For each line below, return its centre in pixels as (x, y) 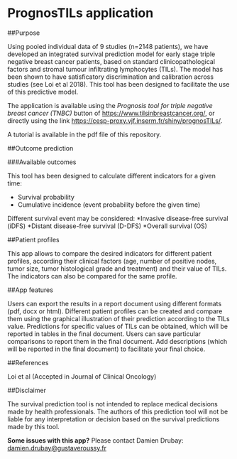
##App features (30, 290)
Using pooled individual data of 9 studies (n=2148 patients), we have (108, 46)
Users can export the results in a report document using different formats (115, 303)
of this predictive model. (43, 92)
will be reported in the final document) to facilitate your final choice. (106, 349)
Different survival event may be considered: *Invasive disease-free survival (118, 218)
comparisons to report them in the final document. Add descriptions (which (117, 341)
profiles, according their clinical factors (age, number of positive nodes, (112, 261)
